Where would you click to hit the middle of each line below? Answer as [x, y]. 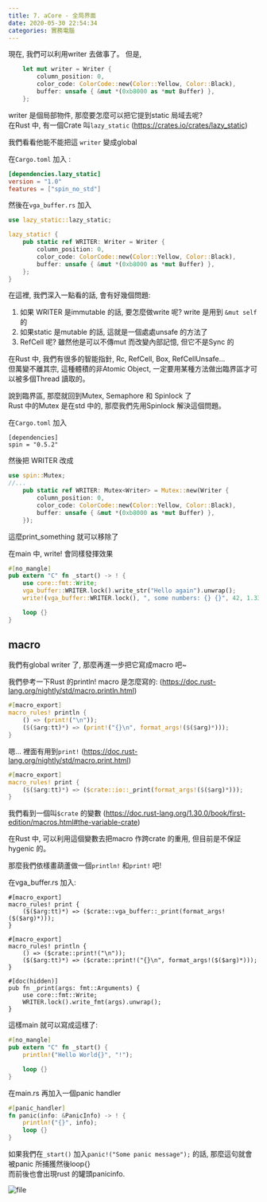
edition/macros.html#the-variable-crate [73, 823]
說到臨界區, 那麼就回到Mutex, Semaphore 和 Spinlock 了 [100, 396]
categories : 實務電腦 [42, 30]
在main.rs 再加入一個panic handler [65, 1093]
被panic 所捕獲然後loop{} [49, 1164]
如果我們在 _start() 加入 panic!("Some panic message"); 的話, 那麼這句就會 [130, 1154]
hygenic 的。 [29, 849]
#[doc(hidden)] [33, 981]
